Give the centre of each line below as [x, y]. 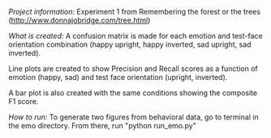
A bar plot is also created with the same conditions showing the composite [133, 93]
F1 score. [24, 101]
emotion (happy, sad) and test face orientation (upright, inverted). [118, 77]
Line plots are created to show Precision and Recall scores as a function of [133, 69]
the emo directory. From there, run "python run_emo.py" [102, 125]
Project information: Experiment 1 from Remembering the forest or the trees [135, 12]
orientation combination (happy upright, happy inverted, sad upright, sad [130, 44]
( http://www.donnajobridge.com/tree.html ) [80, 20]
